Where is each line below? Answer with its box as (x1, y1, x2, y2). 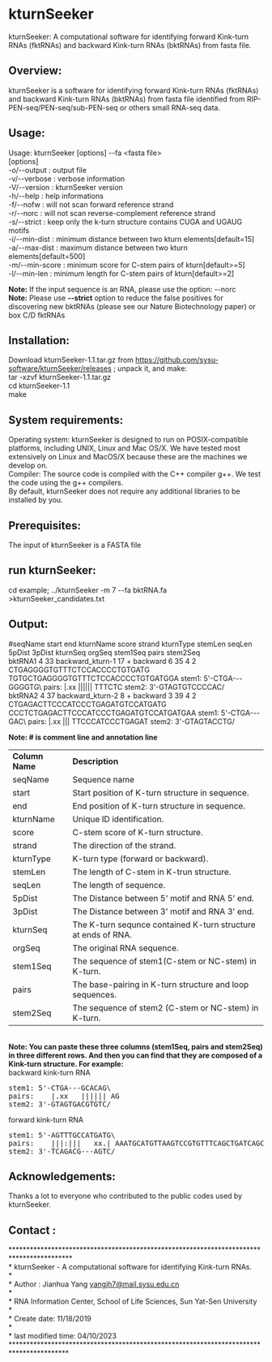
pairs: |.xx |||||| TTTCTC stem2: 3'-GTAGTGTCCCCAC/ (43, 682, 225, 692)
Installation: (8, 334, 70, 347)
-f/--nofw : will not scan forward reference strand (8, 200, 174, 209)
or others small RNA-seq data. (120, 102, 221, 112)
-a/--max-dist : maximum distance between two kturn (8, 243, 188, 252)
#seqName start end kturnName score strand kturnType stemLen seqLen (8, 639, 253, 649)
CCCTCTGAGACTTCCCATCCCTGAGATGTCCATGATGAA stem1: (8, 708, 220, 718)
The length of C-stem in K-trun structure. (72, 866, 232, 877)
